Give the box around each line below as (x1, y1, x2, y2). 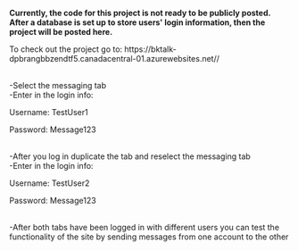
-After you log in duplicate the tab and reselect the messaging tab (9, 151, 252, 162)
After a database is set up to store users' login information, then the (9, 17, 266, 28)
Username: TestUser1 (9, 107, 88, 117)
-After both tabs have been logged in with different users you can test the (9, 222, 279, 232)
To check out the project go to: (9, 44, 123, 54)
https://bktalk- (124, 44, 177, 54)
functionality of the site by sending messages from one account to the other (9, 231, 289, 242)
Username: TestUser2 (9, 178, 90, 188)
